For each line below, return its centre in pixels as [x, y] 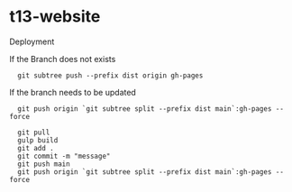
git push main [44, 164]
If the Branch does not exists [63, 59]
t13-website [55, 17]
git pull [34, 133]
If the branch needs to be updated [73, 92]
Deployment [32, 41]
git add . [36, 148]
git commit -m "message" [64, 156]
